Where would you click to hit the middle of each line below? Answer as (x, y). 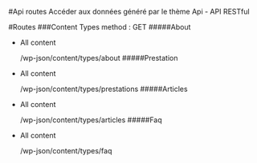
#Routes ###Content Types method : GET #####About (100, 27)
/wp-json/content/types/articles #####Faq (91, 120)
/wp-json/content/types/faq (66, 151)
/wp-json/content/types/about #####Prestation (99, 58)
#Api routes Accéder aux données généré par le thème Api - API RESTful (129, 12)
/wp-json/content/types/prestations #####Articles (104, 89)
